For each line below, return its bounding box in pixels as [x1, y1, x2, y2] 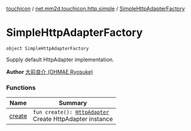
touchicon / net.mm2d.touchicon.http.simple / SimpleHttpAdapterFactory [6, 5, 186, 12]
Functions [6, 83, 36, 92]
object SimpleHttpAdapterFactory [6, 45, 89, 51]
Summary [58, 99, 87, 107]
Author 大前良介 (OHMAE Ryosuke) [6, 68, 93, 75]
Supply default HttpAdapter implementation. [6, 56, 114, 63]
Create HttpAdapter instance [32, 115, 113, 123]
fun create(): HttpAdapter [32, 109, 109, 116]
